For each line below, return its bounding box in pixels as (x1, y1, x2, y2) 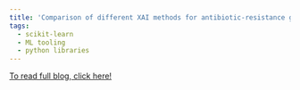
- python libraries (17, 46, 90, 55)
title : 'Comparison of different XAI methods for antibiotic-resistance (9, 12, 286, 22)
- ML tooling (17, 37, 66, 47)
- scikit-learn (17, 29, 74, 38)
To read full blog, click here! (9, 70, 112, 81)
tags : (9, 21, 29, 30)
